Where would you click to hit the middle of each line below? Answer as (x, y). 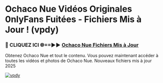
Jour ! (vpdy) (32, 30)
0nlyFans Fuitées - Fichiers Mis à (73, 19)
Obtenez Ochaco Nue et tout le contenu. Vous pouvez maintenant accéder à (82, 56)
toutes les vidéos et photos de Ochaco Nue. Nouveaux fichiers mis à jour (79, 61)
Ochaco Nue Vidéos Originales (69, 9)
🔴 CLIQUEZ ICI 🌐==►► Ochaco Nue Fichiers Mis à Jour (72, 45)
